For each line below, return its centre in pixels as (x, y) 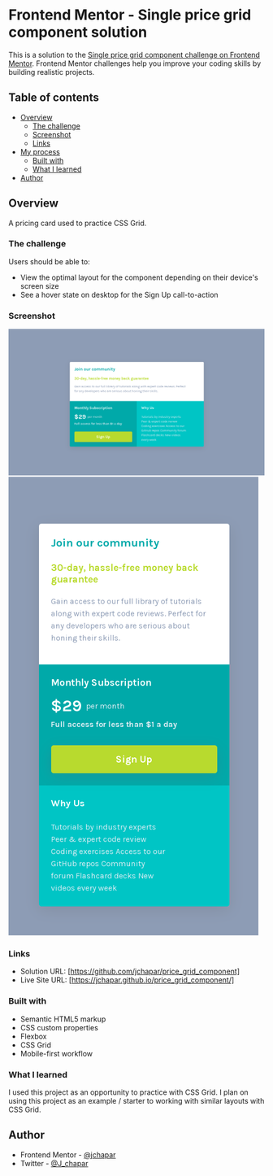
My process (40, 151)
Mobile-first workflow (56, 1053)
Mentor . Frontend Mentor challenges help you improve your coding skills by (135, 63)
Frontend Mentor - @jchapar (68, 1154)
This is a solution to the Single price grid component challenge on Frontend (134, 54)
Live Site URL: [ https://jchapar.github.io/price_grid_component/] (127, 980)
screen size (39, 285)
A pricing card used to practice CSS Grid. (78, 223)
